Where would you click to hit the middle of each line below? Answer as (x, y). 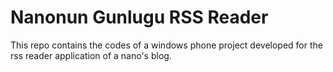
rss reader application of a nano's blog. (91, 55)
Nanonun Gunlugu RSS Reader (139, 17)
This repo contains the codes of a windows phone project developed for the (166, 45)
